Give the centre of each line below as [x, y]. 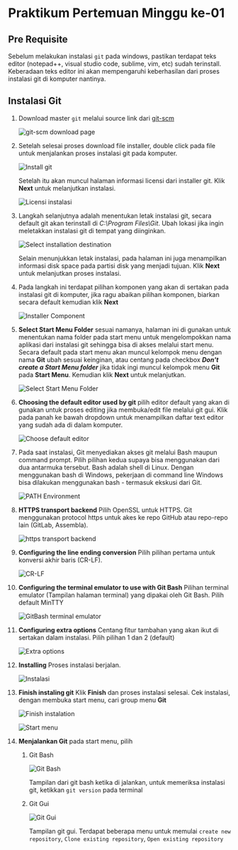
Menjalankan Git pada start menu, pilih [75, 741]
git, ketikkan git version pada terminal [86, 790]
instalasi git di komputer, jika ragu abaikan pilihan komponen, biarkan [119, 294]
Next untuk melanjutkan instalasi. [67, 188]
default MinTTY [41, 602]
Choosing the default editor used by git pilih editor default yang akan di [124, 402]
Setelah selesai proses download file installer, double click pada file [117, 145]
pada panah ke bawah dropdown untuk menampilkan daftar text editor [121, 417]
